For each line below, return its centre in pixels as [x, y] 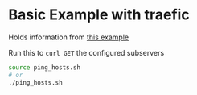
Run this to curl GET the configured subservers [86, 52]
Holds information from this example [69, 37]
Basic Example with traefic [99, 15]
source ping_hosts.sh [45, 67]
